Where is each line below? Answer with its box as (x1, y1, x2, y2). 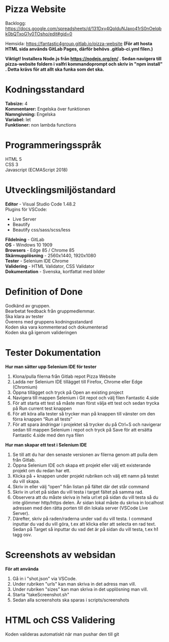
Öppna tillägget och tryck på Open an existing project (12, 389, 124, 395)
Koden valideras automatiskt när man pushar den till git (5, 631, 119, 637)
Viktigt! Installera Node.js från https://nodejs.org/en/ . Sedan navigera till (5, 55, 162, 61)
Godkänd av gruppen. (5, 302, 50, 308)
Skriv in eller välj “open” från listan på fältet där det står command (12, 483, 149, 489)
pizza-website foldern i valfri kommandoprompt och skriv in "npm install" (5, 61, 163, 67)
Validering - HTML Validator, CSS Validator (5, 263, 95, 269)
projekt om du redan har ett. (12, 467, 71, 473)
